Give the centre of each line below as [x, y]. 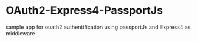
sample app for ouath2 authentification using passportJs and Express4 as [98, 27]
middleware [20, 33]
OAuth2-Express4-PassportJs [85, 10]
